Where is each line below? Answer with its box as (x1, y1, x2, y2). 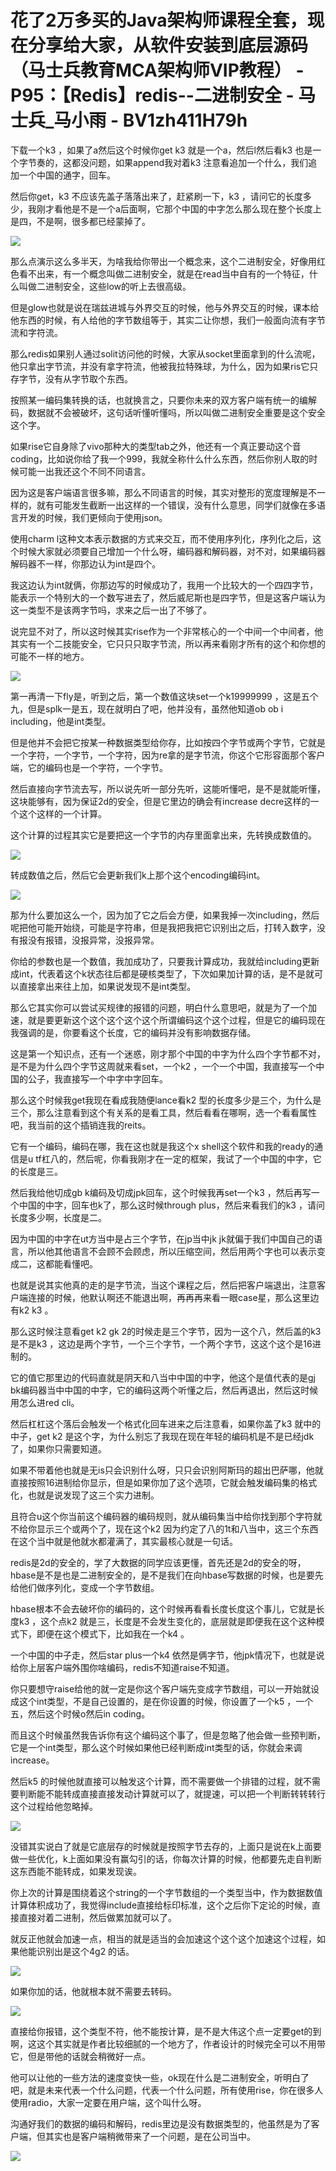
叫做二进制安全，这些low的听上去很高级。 (18, 280, 192, 292)
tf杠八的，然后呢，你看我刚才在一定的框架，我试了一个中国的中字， (35, 1152, 313, 1165)
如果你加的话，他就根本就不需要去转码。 (10, 1985, 177, 1997)
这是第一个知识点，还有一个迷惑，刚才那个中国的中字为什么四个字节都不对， (10, 1047, 326, 1060)
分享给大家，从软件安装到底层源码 (28, 34, 309, 57)
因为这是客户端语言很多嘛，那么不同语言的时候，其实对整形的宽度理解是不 (10, 486, 317, 498)
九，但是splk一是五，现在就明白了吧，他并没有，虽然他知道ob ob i (10, 702, 284, 715)
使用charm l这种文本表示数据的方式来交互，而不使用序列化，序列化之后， (10, 532, 313, 545)
